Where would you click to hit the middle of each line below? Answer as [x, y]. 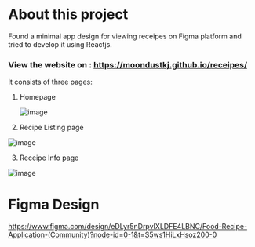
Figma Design [54, 205]
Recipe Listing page [51, 128]
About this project [68, 15]
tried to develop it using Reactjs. [60, 44]
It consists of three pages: [50, 82]
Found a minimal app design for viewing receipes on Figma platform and [125, 36]
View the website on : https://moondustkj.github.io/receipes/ [128, 64]
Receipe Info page [49, 158]
